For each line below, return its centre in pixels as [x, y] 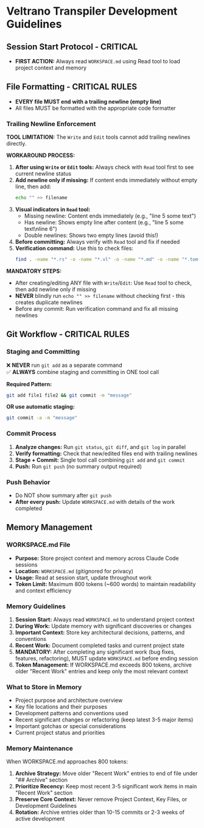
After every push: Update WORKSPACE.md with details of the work [95, 501]
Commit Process [31, 434]
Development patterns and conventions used [72, 713]
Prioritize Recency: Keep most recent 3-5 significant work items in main [106, 787]
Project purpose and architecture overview [69, 700]
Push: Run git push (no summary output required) [78, 466]
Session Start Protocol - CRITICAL [72, 47]
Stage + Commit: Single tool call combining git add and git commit [100, 460]
